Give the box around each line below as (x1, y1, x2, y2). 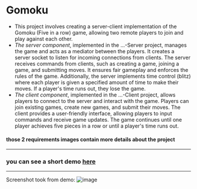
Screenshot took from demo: (6, 176, 76, 183)
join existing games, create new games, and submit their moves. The (14, 104, 181, 111)
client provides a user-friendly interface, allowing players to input (14, 109, 172, 117)
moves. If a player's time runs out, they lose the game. (14, 85, 146, 92)
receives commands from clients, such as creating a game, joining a (14, 60, 179, 67)
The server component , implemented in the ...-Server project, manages (14, 42, 187, 49)
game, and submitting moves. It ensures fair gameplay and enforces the (14, 66, 189, 73)
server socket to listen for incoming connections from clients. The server (14, 54, 191, 61)
